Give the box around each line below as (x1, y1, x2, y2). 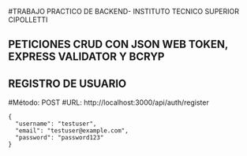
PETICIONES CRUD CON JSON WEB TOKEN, (8, 38, 229, 51)
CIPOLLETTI (8, 15, 48, 24)
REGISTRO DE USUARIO (8, 76, 127, 90)
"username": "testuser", (15, 120, 97, 128)
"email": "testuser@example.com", (15, 127, 129, 135)
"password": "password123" (15, 134, 104, 142)
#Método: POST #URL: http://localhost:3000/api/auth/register (8, 98, 209, 107)
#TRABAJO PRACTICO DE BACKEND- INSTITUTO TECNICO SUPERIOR (8, 7, 239, 16)
